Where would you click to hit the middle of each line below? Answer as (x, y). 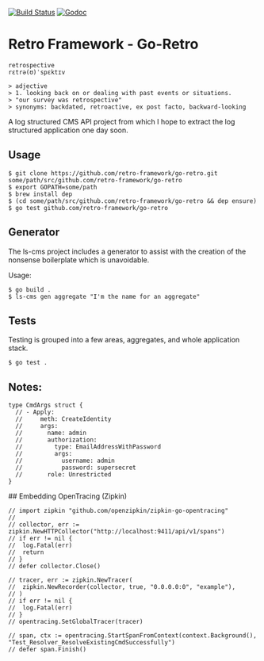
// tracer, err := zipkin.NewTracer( (71, 580)
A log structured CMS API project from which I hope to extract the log (122, 121)
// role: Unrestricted (63, 475)
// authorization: (56, 440)
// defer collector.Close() (55, 567)
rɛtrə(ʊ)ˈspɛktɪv (37, 72)
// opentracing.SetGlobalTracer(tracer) (76, 622)
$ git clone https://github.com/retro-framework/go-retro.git (113, 173)
